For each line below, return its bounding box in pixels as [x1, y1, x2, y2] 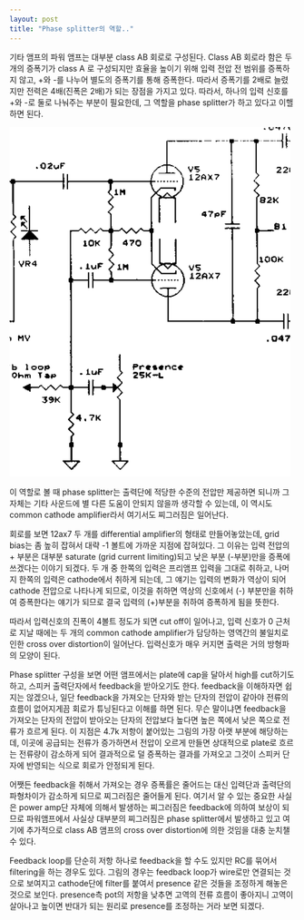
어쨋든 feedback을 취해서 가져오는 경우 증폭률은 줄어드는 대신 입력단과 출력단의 [9, 778, 292, 789]
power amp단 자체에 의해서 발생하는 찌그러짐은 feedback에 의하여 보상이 [18, 801, 280, 812]
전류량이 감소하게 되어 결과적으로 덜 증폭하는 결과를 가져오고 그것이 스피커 [18, 749, 281, 759]
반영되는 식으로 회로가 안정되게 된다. [25, 759, 155, 770]
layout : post [9, 15, 59, 24]
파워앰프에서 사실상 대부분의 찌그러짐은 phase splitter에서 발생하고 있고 [25, 813, 281, 824]
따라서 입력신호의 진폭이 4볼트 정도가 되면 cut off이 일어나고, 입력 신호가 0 [9, 615, 274, 626]
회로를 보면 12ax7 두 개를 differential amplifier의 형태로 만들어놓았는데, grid [9, 528, 279, 539]
